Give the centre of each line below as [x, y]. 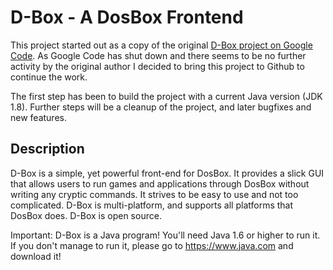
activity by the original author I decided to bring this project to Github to [157, 66]
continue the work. [49, 77]
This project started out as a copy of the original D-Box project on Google [161, 45]
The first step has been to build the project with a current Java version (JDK [166, 96]
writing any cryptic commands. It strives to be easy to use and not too [154, 194]
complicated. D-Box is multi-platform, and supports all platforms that [152, 205]
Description [47, 149]
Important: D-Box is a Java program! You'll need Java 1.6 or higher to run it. [165, 235]
